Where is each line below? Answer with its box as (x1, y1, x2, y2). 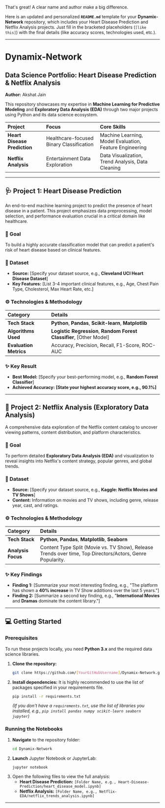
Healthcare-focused (46, 135, 94, 141)
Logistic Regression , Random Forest (51, 327, 137, 334)
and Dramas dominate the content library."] (12, 598, 100, 603)
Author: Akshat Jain (5, 92, 46, 98)
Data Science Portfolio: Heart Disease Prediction (5, 71, 157, 79)
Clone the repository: (12, 661, 57, 667)
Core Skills (100, 123, 126, 130)
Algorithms (7, 327, 34, 334)
